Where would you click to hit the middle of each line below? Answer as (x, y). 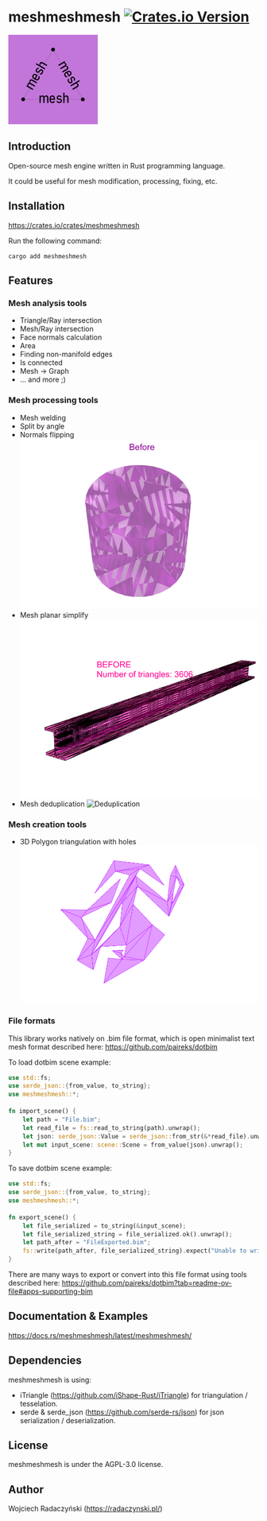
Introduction (40, 147)
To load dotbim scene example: (60, 1062)
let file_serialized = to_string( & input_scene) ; (104, 1226)
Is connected (41, 363)
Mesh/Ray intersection (56, 329)
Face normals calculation (61, 337)
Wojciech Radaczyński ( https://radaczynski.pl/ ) (85, 1509)
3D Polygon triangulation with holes (78, 842)
